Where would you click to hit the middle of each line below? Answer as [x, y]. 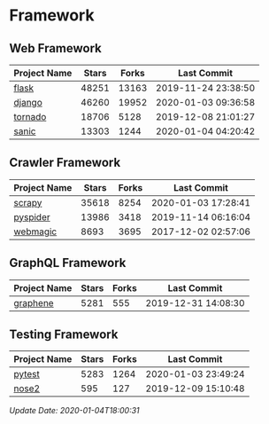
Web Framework [55, 48]
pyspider [32, 216]
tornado [30, 117]
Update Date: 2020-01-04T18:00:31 [74, 411]
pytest [27, 374]
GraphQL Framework [68, 263]
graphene [34, 302]
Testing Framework [64, 335]
